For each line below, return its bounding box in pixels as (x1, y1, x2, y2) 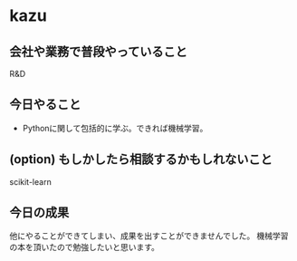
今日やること (9, 97, 81, 112)
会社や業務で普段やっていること (9, 43, 187, 59)
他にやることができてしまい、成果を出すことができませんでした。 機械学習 (9, 230, 289, 241)
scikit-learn (9, 176, 52, 187)
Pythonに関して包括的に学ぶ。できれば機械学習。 (22, 122, 208, 133)
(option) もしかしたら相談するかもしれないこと (9, 151, 273, 168)
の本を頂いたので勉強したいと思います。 (9, 242, 160, 253)
